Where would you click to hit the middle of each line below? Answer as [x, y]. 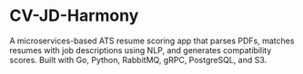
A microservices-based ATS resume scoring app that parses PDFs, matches [152, 41]
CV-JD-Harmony [74, 16]
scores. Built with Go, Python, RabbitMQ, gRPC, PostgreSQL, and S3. [138, 60]
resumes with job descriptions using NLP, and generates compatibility [141, 50]
